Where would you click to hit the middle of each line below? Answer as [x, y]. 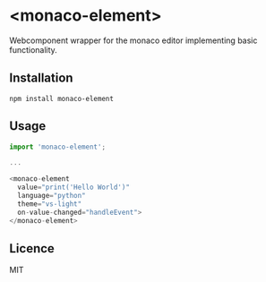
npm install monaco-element [62, 98]
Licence [32, 248]
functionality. [34, 49]
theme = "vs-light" [50, 204]
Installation [41, 78]
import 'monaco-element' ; [57, 147]
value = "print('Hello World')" [73, 188]
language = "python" [52, 196]
